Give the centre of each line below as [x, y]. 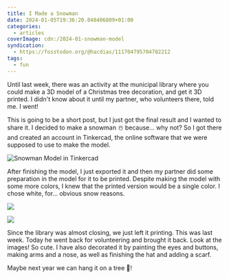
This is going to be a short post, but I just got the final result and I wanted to [115, 120]
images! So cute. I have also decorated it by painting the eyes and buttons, [113, 247]
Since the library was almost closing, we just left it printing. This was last [110, 232]
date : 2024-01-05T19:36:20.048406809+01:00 [70, 20]
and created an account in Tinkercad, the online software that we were [107, 137]
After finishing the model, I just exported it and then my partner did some [110, 171]
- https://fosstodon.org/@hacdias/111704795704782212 [92, 52]
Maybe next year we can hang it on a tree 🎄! [70, 268]
